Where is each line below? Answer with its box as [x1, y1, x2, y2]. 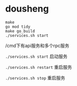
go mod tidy [5, 24, 30, 29]
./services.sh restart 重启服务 [5, 64, 72, 70]
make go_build [5, 28, 35, 33]
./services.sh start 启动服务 [5, 53, 67, 59]
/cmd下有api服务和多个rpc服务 [5, 42, 69, 49]
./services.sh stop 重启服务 [5, 74, 65, 81]
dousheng [5, 3, 49, 15]
